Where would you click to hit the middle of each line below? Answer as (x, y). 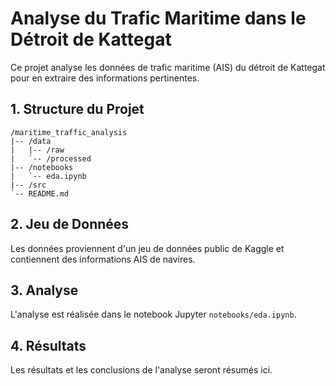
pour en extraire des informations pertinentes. (105, 78)
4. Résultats (48, 345)
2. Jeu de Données (70, 224)
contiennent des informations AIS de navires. (103, 259)
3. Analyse (44, 290)
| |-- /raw (37, 150)
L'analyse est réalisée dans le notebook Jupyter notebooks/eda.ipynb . (153, 314)
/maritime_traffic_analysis (69, 132)
